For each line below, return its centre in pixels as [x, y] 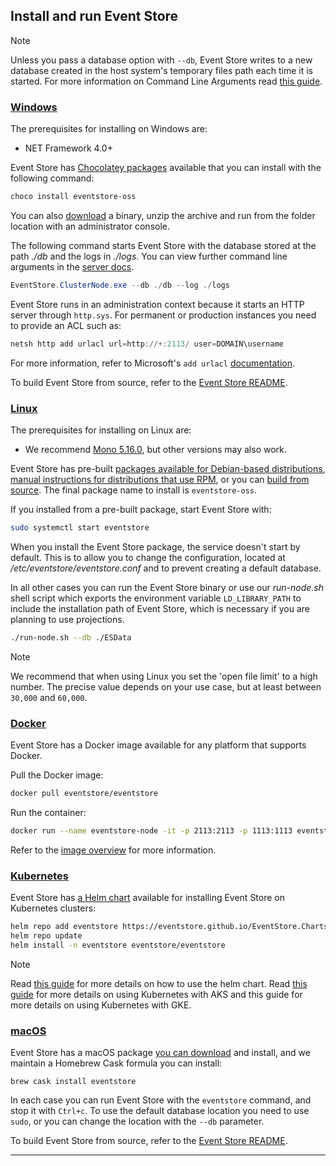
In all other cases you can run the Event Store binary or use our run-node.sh [167, 587]
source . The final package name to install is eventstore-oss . [134, 490]
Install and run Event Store [94, 16]
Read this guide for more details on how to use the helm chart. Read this [159, 983]
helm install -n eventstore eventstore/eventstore [118, 945]
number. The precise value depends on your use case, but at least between [166, 686]
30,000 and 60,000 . [49, 697]
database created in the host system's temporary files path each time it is [161, 70]
